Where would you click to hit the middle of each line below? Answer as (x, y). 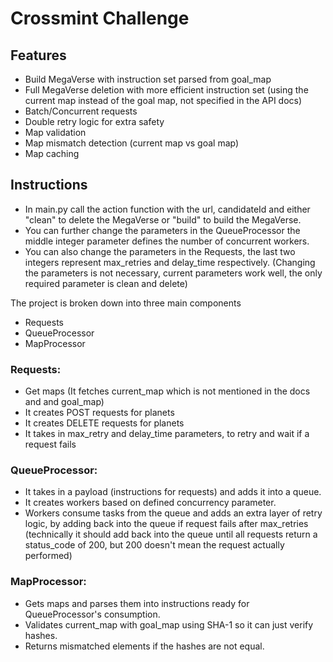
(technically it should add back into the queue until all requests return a (171, 534)
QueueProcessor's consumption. (92, 614)
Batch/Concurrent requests (81, 111)
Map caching (52, 153)
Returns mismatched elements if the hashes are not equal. (144, 646)
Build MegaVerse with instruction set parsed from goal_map (148, 79)
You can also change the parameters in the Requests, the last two (160, 251)
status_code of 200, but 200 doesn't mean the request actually (154, 545)
